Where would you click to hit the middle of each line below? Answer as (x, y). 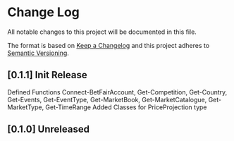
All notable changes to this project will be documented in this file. (102, 32)
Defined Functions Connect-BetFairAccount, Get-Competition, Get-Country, (117, 92)
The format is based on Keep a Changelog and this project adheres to (109, 45)
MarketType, (26, 107)
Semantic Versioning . (38, 53)
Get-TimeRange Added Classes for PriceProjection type (126, 107)
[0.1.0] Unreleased (49, 129)
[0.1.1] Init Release (47, 75)
